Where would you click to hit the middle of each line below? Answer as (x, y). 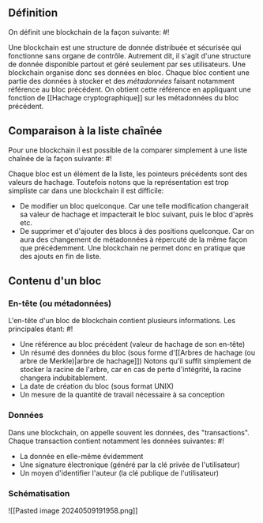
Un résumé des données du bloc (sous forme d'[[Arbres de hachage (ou (137, 353)
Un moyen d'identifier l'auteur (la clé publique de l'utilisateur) (119, 472)
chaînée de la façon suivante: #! (60, 158)
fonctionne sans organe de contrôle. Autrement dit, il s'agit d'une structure (130, 55)
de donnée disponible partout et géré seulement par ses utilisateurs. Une (127, 64)
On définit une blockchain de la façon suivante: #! (89, 32)
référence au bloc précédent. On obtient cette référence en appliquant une (130, 89)
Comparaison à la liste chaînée (85, 131)
